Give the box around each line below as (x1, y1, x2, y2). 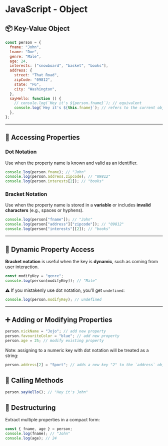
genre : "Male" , (9, 54, 41, 59)
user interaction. (5, 264, 39, 270)
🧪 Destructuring (5, 403, 56, 412)
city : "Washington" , (14, 86, 57, 91)
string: (5, 353, 18, 359)
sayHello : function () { (9, 96, 61, 101)
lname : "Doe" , (9, 49, 39, 54)
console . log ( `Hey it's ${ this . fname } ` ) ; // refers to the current (14, 105, 155, 110)
